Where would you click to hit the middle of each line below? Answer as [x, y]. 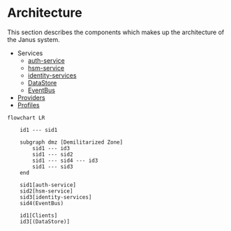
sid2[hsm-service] [46, 191]
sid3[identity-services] [56, 197]
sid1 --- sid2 [53, 154]
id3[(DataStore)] [45, 221]
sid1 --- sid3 [53, 166]
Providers [31, 97]
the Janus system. [34, 39]
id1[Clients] [39, 215]
